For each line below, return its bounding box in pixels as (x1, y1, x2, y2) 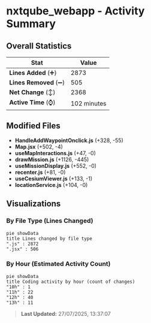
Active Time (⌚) (9, 98, 56, 106)
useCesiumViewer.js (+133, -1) (14, 175, 93, 182)
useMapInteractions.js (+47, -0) (14, 149, 96, 156)
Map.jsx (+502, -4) (14, 143, 63, 150)
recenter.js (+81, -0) (14, 168, 66, 176)
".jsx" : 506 (6, 246, 39, 252)
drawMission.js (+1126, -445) (14, 156, 89, 163)
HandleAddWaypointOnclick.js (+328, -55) (14, 137, 124, 144)
